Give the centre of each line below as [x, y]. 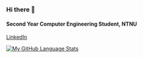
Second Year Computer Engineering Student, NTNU [72, 24]
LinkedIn [17, 37]
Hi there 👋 [21, 10]
